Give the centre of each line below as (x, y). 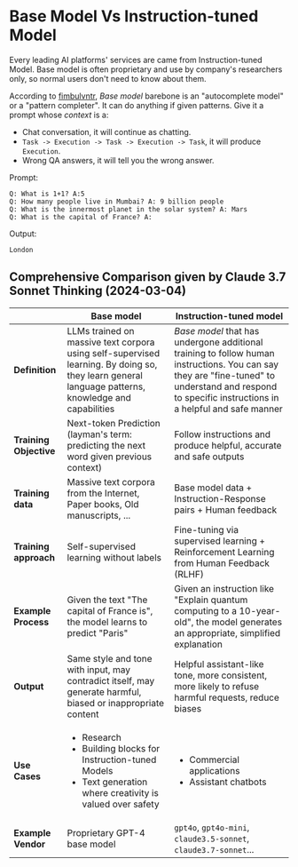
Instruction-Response (220, 498)
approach (35, 557)
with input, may (99, 670)
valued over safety (121, 804)
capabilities (91, 409)
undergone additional (219, 342)
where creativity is (121, 792)
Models (98, 770)
